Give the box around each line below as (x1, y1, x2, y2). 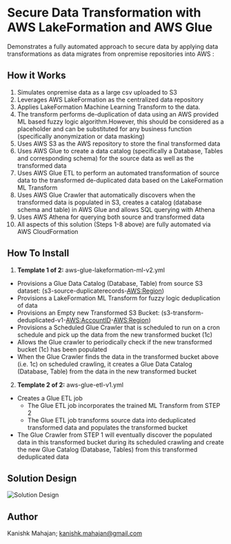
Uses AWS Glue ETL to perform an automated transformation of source (17, 168, 219, 177)
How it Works (7, 70, 66, 81)
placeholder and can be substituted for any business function (17, 124, 192, 133)
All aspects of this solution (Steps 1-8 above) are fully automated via (17, 220, 212, 229)
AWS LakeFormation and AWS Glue (7, 19, 212, 35)
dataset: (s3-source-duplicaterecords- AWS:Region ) (17, 286, 164, 295)
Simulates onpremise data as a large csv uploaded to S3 (17, 88, 177, 96)
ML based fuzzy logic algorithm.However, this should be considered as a (17, 117, 224, 126)
